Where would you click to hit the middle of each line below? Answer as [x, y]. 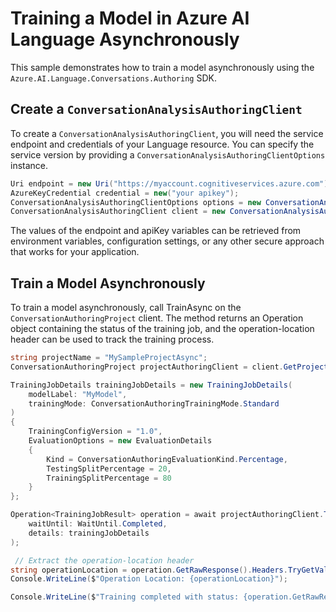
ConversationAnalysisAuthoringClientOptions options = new [136, 202]
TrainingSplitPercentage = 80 [109, 478]
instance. [29, 165]
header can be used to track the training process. [112, 339]
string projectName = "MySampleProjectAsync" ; [109, 358]
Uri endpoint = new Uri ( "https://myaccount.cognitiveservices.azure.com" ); [171, 183]
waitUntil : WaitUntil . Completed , [98, 524]
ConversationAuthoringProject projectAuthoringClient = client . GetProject [169, 367]
